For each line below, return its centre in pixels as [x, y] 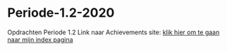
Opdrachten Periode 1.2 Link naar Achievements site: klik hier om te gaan [114, 32]
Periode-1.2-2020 [61, 13]
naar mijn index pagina [40, 39]
